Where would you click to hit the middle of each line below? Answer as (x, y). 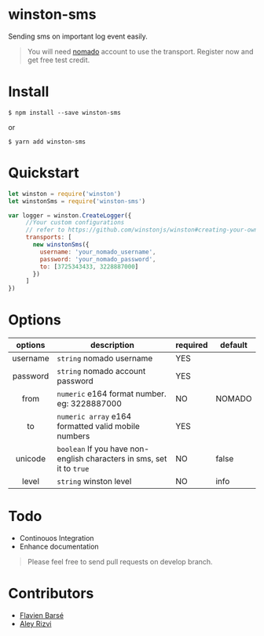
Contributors (51, 594)
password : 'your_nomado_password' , (98, 259)
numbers (73, 436)
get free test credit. (59, 60)
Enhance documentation (59, 547)
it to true (73, 468)
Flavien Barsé (42, 615)
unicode (30, 459)
